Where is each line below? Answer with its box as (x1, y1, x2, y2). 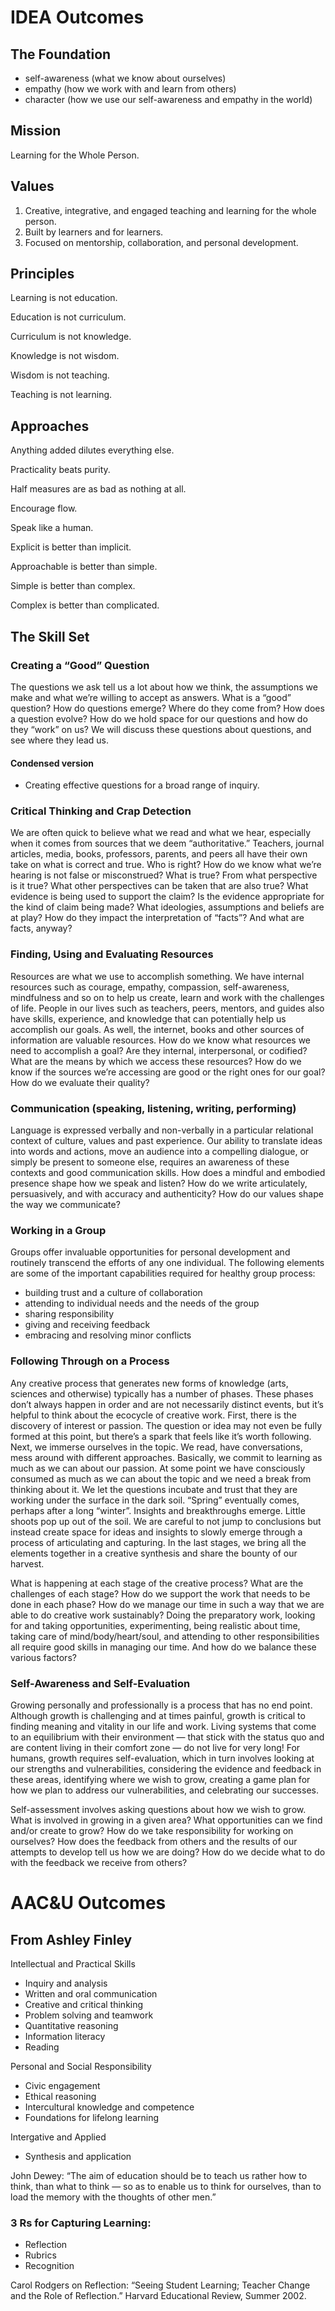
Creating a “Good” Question (10, 658, 150, 672)
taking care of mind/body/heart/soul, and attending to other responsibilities (10, 1630, 320, 1642)
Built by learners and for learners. (24, 226, 164, 238)
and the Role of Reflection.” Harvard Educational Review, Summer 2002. (10, 2290, 307, 2302)
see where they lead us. (10, 734, 110, 746)
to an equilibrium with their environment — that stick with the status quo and (10, 1731, 325, 1743)
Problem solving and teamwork (24, 2009, 154, 2021)
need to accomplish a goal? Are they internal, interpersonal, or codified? (10, 1044, 308, 1056)
